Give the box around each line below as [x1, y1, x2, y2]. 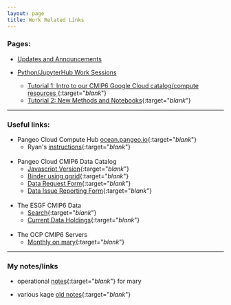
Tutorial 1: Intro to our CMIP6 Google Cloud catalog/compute [27, 81, 199, 90]
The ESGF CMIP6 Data [16, 201, 81, 210]
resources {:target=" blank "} [27, 89, 107, 97]
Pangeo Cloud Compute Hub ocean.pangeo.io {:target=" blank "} [16, 136, 197, 144]
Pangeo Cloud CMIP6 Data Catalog [16, 158, 117, 166]
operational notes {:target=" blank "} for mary [16, 277, 142, 286]
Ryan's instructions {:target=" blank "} [27, 143, 131, 151]
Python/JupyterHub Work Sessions [16, 68, 117, 76]
